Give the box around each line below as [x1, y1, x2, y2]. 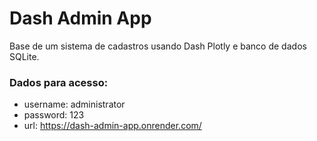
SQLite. [9, 50, 40, 62]
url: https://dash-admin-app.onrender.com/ [23, 120, 202, 132]
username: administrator [23, 98, 126, 111]
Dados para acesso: [9, 75, 109, 89]
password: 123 [23, 109, 85, 121]
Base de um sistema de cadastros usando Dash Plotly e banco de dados [9, 40, 307, 52]
